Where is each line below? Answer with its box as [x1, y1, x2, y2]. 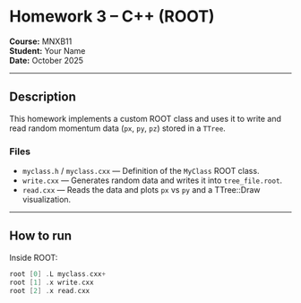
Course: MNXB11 [9, 36, 73, 47]
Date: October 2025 [9, 55, 83, 65]
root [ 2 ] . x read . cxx [9, 286, 90, 295]
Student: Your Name [9, 45, 86, 56]
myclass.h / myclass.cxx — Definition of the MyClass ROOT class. [21, 166, 260, 177]
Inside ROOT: [9, 252, 58, 263]
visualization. [21, 195, 72, 205]
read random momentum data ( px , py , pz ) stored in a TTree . [9, 123, 226, 134]
